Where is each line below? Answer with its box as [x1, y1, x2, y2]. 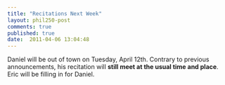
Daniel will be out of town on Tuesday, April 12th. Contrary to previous [7, 55, 210, 63]
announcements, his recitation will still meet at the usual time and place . [7, 63, 219, 71]
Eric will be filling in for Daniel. [7, 70, 95, 79]
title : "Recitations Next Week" [7, 10, 102, 17]
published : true [7, 29, 55, 37]
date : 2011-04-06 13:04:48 [7, 36, 90, 43]
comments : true [7, 23, 52, 30]
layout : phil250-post [7, 17, 71, 24]
